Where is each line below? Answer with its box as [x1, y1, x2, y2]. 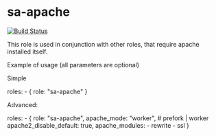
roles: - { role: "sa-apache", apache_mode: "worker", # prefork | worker [7, 114, 209, 122]
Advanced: [7, 100, 38, 109]
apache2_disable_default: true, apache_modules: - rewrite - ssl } [7, 121, 190, 129]
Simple [7, 73, 27, 82]
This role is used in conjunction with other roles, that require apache [7, 40, 200, 48]
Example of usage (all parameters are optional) [7, 60, 139, 69]
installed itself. [7, 47, 48, 56]
